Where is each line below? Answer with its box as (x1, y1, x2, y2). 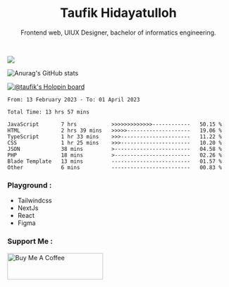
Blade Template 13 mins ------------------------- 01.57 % (7, 157, 222, 165)
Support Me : (7, 236, 53, 246)
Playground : (7, 180, 52, 190)
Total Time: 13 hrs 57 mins (7, 108, 90, 116)
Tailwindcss (17, 196, 52, 205)
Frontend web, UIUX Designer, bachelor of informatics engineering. (20, 28, 216, 37)
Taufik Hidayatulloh (59, 5, 178, 21)
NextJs (17, 204, 39, 212)
